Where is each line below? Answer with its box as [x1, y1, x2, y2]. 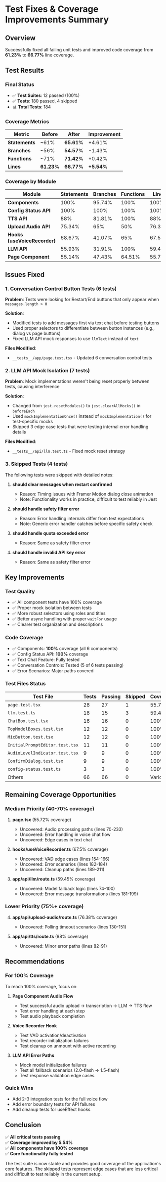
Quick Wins [5, 1085, 34, 1092]
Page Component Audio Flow [12, 993, 74, 999]
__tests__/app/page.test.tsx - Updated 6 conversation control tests [12, 354, 152, 360]
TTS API [7, 215, 27, 222]
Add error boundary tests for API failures [12, 1101, 95, 1107]
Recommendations [5, 958, 65, 966]
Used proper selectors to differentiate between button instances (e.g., [12, 325, 155, 331]
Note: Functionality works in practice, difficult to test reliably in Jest [19, 496, 157, 502]
